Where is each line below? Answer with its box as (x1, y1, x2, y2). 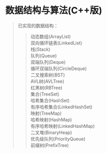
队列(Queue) (30, 52, 57, 59)
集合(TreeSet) (30, 91, 60, 97)
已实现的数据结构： (17, 23, 59, 29)
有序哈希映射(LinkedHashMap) (30, 123, 95, 129)
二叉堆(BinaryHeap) (30, 129, 72, 136)
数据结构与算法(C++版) (5, 5, 102, 16)
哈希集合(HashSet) (30, 97, 70, 103)
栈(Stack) (30, 46, 50, 52)
